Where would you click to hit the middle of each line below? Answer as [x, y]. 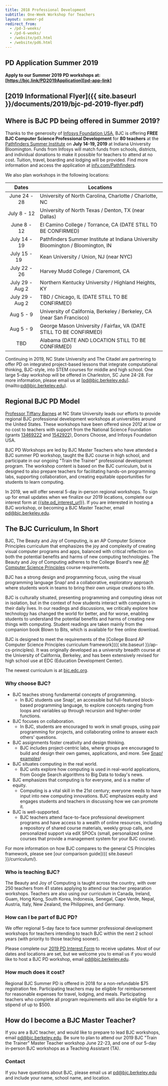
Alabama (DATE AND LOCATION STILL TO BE [93, 340]
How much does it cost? [35, 972]
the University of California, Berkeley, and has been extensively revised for [82, 656]
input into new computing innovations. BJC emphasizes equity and [88, 796]
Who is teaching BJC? [32, 872]
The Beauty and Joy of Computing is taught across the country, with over [81, 883]
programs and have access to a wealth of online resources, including [91, 822]
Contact [15, 1061]
